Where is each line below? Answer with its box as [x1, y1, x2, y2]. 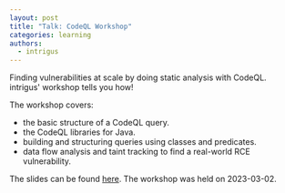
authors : [9, 38, 43, 48]
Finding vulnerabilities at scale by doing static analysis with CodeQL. [9, 72, 267, 83]
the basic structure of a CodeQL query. [22, 117, 170, 128]
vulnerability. [22, 156, 71, 167]
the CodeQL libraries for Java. [22, 127, 137, 137]
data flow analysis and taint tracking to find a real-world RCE [22, 147, 250, 157]
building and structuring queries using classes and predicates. [22, 137, 257, 147]
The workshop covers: [9, 99, 94, 110]
